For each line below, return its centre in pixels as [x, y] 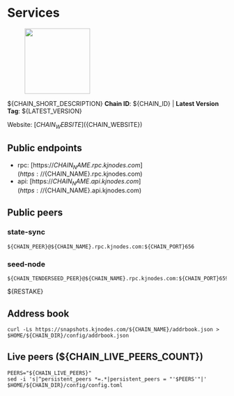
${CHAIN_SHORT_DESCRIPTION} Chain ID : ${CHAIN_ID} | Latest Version [113, 103]
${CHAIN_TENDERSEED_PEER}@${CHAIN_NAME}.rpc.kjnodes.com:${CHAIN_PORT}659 [118, 279]
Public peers [35, 212]
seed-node [26, 264]
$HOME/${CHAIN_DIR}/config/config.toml [65, 385]
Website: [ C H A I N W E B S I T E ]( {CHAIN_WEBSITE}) [75, 125]
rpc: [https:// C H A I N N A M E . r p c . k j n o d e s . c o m [79, 166]
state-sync [26, 232]
